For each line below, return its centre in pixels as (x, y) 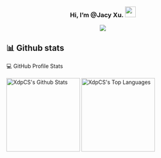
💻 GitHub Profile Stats (35, 66)
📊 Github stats (35, 48)
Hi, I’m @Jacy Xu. (97, 15)
